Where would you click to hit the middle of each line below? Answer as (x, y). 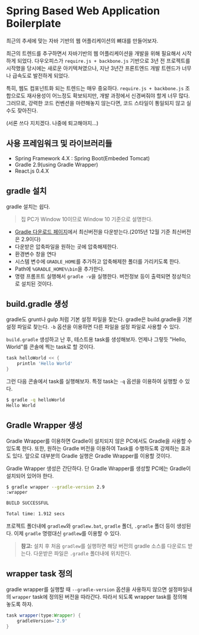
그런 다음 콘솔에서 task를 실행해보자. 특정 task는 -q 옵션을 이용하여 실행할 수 (95, 381)
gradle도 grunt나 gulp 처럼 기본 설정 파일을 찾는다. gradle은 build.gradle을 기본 (99, 319)
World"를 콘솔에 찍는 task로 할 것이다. (50, 347)
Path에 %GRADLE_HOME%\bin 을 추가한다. (60, 269)
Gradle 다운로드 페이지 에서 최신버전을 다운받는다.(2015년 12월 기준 (93, 231)
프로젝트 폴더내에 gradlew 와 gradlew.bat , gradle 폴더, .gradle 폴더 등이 (91, 526)
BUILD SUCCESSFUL (28, 503)
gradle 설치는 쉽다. (28, 207)
